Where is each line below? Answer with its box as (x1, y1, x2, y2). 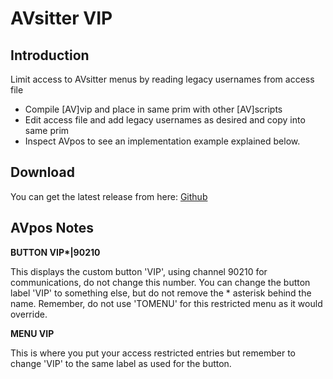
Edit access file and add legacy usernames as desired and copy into (24, 114, 306, 126)
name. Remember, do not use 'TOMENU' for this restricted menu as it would (10, 297, 323, 309)
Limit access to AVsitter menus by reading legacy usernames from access (10, 73, 315, 85)
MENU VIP (10, 327, 55, 339)
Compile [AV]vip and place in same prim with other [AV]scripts (24, 103, 283, 115)
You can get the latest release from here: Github (10, 190, 208, 202)
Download (10, 164, 75, 181)
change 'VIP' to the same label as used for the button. (10, 357, 232, 369)
